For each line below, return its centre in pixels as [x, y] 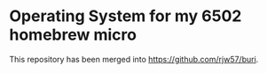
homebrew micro [73, 35]
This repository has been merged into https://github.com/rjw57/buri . [134, 59]
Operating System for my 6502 [126, 16]
